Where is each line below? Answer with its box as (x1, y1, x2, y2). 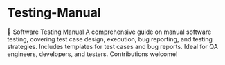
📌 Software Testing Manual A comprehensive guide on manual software (7, 28, 212, 36)
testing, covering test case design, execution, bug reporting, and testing (7, 35, 213, 43)
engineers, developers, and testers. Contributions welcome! (7, 50, 178, 58)
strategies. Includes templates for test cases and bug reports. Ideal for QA (7, 42, 218, 50)
